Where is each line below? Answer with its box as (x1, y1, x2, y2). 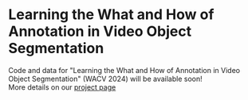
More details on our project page (8, 82, 116, 92)
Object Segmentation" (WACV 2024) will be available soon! (8, 74, 203, 83)
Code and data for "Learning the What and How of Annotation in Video (8, 65, 241, 75)
